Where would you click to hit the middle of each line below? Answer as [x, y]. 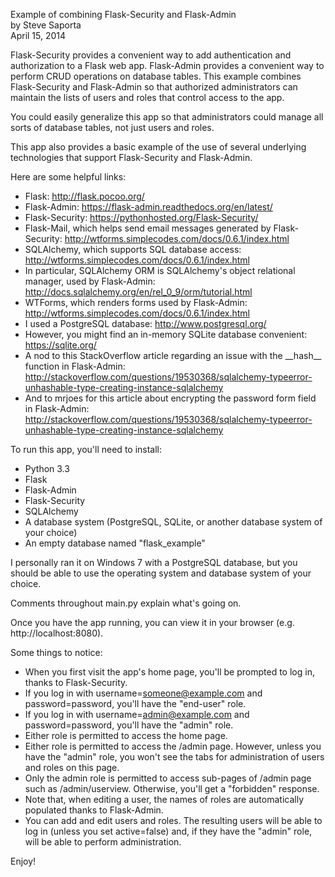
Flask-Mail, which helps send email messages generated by [148, 228]
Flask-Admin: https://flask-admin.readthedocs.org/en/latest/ [148, 207]
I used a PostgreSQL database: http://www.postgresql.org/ [145, 323]
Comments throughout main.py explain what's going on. [126, 603]
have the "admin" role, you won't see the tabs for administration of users [174, 757]
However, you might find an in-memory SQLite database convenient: [166, 334]
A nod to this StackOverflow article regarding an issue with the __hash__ [173, 355]
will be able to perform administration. [103, 842]
